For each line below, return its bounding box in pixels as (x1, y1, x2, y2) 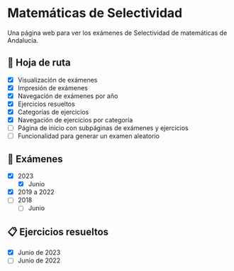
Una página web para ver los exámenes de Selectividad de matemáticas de (7, 28, 228, 37)
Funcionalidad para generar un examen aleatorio (17, 132, 160, 140)
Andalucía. (7, 36, 39, 44)
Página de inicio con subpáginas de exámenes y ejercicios (17, 124, 189, 132)
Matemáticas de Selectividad (7, 5, 183, 21)
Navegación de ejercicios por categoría (17, 116, 133, 124)
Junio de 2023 (17, 248, 61, 257)
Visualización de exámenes (17, 75, 98, 84)
